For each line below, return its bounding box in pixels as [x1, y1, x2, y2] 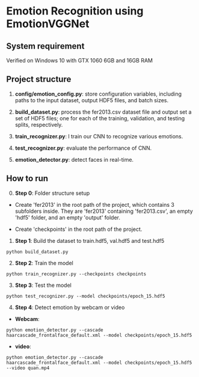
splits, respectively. [14, 121, 63, 128]
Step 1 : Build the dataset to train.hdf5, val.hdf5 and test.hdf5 [14, 237, 165, 244]
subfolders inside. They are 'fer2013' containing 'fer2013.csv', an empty [14, 207, 194, 215]
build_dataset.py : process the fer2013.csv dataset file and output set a [14, 108, 192, 115]
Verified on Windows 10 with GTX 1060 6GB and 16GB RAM [6, 57, 153, 64]
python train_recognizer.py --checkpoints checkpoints [6, 271, 147, 277]
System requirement [6, 41, 85, 51]
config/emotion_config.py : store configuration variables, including [14, 90, 182, 97]
